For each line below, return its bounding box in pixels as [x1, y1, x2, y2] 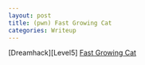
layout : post [8, 11, 52, 20]
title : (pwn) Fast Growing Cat [8, 19, 112, 27]
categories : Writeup [8, 26, 77, 34]
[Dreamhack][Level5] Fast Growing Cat [8, 48, 137, 58]
